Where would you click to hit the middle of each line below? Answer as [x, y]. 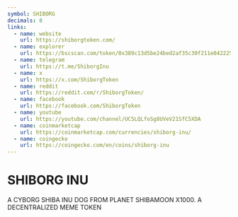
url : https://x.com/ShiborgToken [69, 80]
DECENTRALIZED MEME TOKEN [55, 207]
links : [17, 27]
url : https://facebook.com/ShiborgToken [80, 106]
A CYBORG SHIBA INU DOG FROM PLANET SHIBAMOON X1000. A [104, 200]
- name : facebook [39, 100]
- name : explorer [39, 47]
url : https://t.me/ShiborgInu [65, 66]
